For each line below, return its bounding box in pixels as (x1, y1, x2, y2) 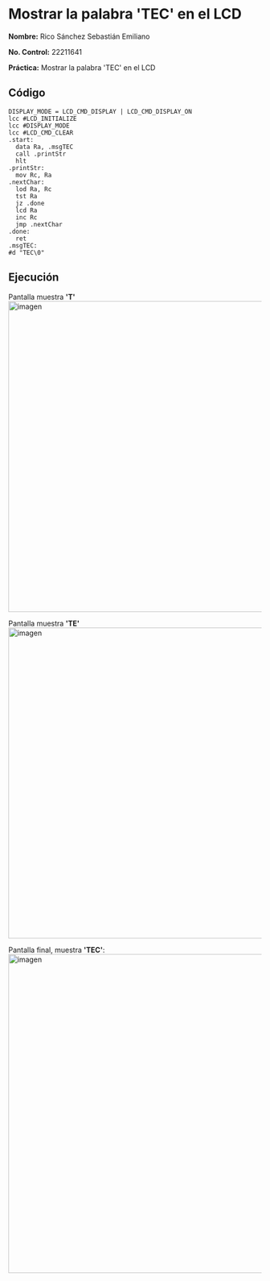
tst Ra (15, 192, 38, 200)
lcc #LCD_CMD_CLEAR (8, 128, 74, 137)
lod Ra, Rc (15, 185, 52, 193)
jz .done (15, 199, 45, 207)
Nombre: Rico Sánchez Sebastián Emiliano (8, 31, 150, 41)
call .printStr (15, 150, 67, 158)
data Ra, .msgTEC (15, 143, 74, 151)
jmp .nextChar (15, 220, 63, 228)
